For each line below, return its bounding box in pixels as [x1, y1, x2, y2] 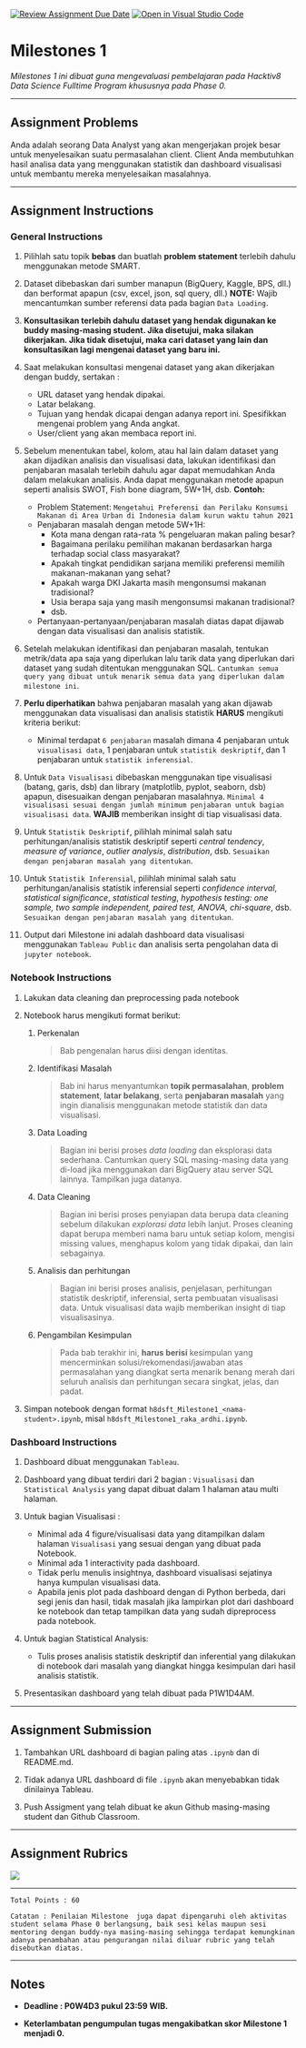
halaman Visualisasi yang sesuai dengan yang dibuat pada [36, 1539, 262, 1549]
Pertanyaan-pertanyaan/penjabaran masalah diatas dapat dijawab [36, 616, 284, 627]
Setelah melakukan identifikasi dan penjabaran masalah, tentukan [23, 643, 269, 654]
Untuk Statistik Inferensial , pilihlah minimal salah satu [23, 873, 237, 884]
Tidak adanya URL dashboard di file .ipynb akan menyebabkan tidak [23, 1774, 280, 1785]
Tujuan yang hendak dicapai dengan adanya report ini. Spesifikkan [36, 409, 287, 419]
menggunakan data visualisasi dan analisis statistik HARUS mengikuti [23, 708, 284, 719]
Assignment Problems [10, 115, 139, 131]
